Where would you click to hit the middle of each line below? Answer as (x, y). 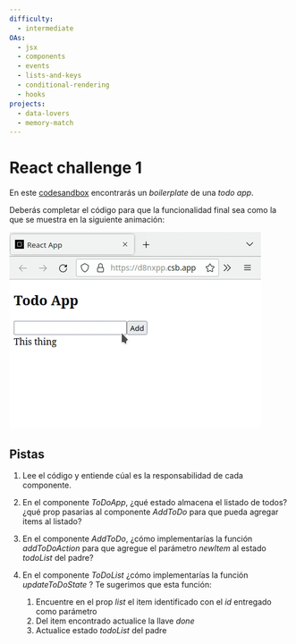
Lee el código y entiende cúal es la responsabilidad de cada (133, 475)
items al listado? (52, 521)
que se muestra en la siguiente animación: (87, 220)
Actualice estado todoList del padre (101, 630)
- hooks (32, 94)
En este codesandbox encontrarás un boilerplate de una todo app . (131, 193)
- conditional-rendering (63, 85)
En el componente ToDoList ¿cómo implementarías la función (135, 575)
